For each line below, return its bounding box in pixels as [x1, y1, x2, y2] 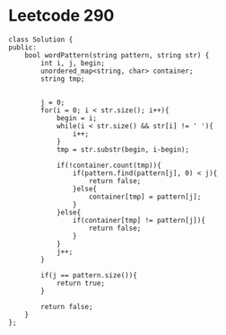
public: [8, 42, 38, 52]
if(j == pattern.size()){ [40, 270, 138, 279]
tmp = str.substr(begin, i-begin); [56, 145, 190, 154]
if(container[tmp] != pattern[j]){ [72, 216, 205, 225]
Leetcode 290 [8, 5, 115, 26]
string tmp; [40, 74, 86, 84]
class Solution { [8, 35, 74, 44]
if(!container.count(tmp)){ [56, 161, 162, 170]
